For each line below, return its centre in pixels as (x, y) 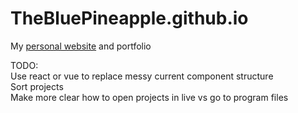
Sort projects (37, 86)
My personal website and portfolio (81, 46)
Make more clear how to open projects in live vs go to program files (149, 97)
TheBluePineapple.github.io (129, 18)
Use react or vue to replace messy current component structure (142, 76)
